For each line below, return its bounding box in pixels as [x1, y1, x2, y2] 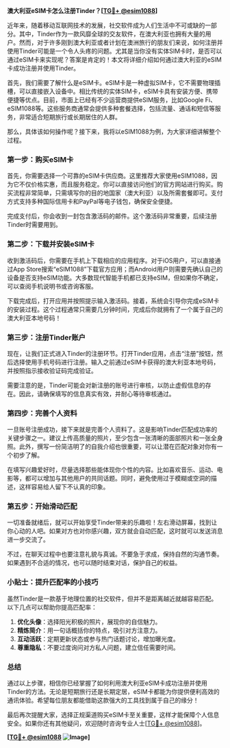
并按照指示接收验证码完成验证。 [7, 366, 97, 374]
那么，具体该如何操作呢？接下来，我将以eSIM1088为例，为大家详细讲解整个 [7, 128, 221, 136]
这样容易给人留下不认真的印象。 [18, 483, 110, 491]
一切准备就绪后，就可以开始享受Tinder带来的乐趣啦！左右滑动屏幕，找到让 [7, 518, 218, 527]
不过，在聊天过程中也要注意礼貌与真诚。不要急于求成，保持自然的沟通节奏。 [7, 550, 223, 558]
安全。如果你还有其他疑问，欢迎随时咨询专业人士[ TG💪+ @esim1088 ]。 [7, 719, 206, 727]
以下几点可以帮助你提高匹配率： [7, 603, 97, 611]
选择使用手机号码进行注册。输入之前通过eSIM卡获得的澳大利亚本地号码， [12, 358, 220, 366]
